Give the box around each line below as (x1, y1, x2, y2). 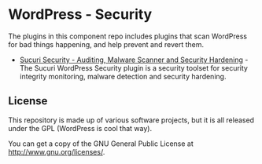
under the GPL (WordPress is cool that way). (8, 123, 152, 133)
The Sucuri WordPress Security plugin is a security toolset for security (19, 63, 248, 72)
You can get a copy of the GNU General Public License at (8, 139, 194, 148)
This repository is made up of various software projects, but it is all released (8, 115, 254, 125)
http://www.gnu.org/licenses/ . (8, 147, 105, 156)
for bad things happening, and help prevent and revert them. (8, 39, 205, 49)
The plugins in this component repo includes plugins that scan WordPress (8, 31, 248, 41)
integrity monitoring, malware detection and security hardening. (19, 71, 227, 81)
